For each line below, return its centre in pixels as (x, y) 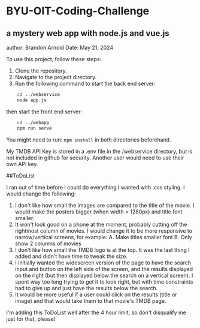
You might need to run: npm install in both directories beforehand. (89, 140)
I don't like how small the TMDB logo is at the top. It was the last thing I (102, 249)
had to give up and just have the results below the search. (86, 288)
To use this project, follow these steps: (54, 59)
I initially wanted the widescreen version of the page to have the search (103, 263)
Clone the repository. (41, 71)
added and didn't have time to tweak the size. (71, 256)
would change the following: (41, 194)
